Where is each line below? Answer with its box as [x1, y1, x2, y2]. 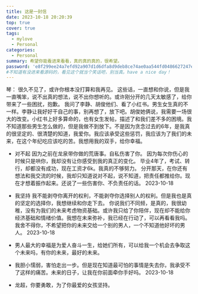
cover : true [6, 25, 35, 31]
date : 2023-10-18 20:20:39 [6, 14, 72, 20]
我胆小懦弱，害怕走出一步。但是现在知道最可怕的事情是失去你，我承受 [14, 262, 186, 269]
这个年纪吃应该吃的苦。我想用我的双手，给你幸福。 [21, 138, 146, 145]
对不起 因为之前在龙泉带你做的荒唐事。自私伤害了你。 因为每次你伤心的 [14, 150, 189, 157]
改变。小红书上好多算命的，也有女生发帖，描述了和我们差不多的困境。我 [16, 116, 192, 123]
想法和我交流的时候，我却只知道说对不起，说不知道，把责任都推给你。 [14, 172, 186, 179]
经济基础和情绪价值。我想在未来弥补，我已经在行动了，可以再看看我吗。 [14, 214, 190, 221]
